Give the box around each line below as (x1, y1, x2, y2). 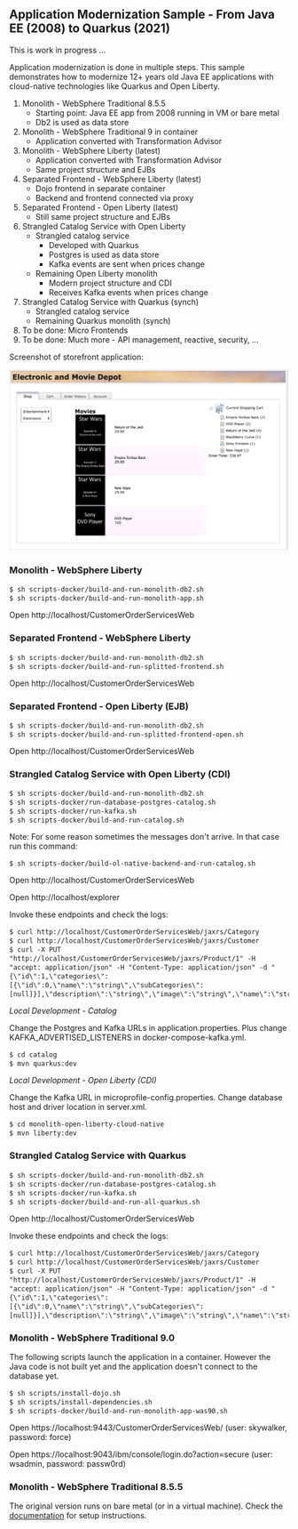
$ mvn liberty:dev (9, 1129, 77, 1138)
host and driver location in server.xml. (9, 1102, 148, 1113)
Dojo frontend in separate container (35, 182, 166, 194)
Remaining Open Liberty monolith (35, 268, 158, 278)
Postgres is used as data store (48, 249, 160, 260)
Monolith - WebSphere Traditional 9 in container (21, 126, 199, 137)
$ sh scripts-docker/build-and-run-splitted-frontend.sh (9, 662, 224, 671)
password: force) (9, 1431, 72, 1442)
